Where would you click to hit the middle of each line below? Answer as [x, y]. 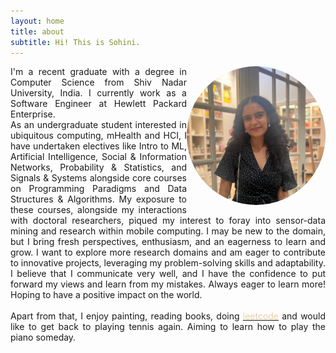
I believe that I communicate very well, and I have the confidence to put [168, 274]
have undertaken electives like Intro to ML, [98, 146]
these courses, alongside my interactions [98, 210]
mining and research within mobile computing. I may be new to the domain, [168, 231]
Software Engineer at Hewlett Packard [98, 104]
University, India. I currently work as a [98, 93]
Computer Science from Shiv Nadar [98, 82]
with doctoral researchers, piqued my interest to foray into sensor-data [168, 221]
